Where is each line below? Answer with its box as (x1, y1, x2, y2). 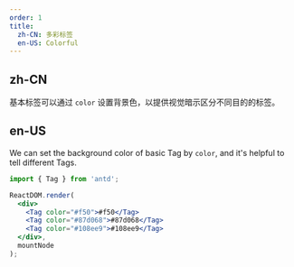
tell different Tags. (9, 157, 77, 168)
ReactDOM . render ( (9, 190, 75, 199)
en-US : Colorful (17, 38, 79, 48)
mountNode (17, 241, 54, 250)
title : (9, 22, 34, 31)
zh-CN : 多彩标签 (17, 30, 74, 39)
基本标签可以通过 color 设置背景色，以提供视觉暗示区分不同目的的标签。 (9, 97, 280, 108)
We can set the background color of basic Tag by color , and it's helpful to (9, 147, 285, 158)
